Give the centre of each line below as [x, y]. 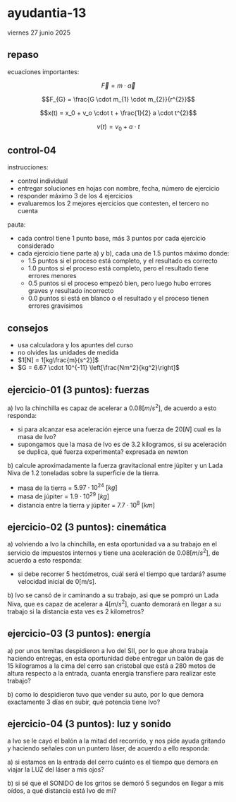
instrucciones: [28, 167]
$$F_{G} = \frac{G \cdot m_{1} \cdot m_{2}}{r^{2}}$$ [118, 99]
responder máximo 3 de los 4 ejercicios [75, 196]
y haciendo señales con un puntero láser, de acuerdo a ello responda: [108, 748]
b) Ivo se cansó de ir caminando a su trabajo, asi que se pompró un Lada [113, 595]
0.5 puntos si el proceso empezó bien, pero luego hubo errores [119, 283]
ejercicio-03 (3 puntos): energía [79, 634]
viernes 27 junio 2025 [39, 32]
